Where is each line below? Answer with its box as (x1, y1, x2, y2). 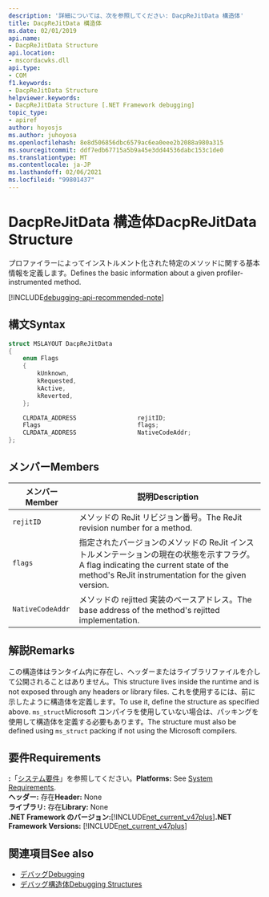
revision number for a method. (78, 522, 193, 534)
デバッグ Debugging (19, 870, 86, 879)
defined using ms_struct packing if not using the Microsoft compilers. (8, 725, 238, 735)
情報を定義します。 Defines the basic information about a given (8, 268, 215, 278)
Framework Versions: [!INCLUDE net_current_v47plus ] (8, 822, 188, 831)
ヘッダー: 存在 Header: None (8, 792, 102, 802)
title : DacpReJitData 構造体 (8, 19, 102, 27)
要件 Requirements (8, 751, 102, 765)
